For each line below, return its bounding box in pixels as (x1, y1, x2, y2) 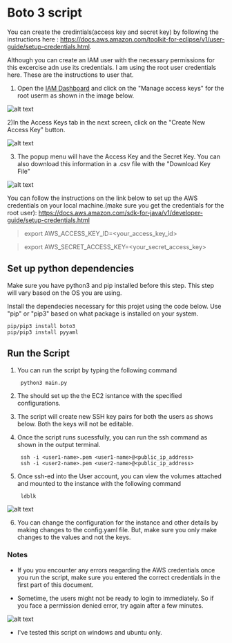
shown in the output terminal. (17, 440, 101, 449)
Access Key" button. (7, 125, 66, 134)
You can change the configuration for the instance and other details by (17, 518, 219, 527)
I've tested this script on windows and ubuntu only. (17, 628, 162, 636)
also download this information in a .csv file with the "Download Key (17, 159, 211, 167)
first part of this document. (17, 580, 94, 589)
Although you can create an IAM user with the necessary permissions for (7, 55, 215, 64)
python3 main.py (20, 379, 68, 386)
